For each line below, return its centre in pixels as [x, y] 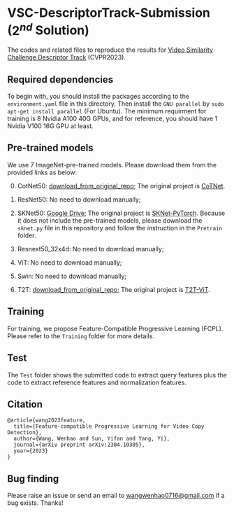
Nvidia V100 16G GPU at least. [51, 126]
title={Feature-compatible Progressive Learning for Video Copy [109, 426]
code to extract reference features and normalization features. [97, 382]
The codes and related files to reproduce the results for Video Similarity [110, 50]
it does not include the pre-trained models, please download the [110, 220]
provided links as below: [42, 172]
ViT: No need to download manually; [70, 262]
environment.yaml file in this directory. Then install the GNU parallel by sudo [116, 104]
